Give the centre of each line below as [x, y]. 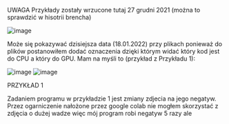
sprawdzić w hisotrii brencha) [49, 17]
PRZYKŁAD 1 [25, 85]
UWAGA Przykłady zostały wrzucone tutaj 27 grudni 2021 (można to [104, 10]
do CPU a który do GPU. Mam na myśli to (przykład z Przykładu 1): [101, 59]
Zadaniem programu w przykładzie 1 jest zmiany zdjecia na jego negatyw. [112, 99]
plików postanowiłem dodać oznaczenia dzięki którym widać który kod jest [113, 51]
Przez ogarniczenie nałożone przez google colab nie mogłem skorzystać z [113, 106]
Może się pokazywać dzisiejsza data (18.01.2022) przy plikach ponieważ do [115, 44]
